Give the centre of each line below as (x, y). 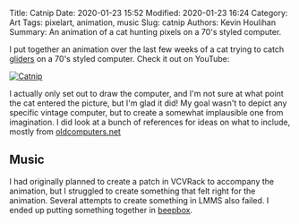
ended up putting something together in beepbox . (101, 210)
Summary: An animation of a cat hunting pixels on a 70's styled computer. (145, 32)
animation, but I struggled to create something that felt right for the (132, 191)
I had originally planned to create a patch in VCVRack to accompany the (142, 181)
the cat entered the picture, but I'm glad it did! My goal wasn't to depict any (148, 103)
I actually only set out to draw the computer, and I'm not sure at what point (146, 94)
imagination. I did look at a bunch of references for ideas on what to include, (150, 122)
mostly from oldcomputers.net (65, 132)
